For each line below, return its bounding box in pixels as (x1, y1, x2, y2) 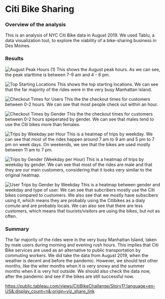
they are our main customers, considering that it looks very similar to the (5, 167, 152, 172)
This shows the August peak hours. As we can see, (56, 66, 161, 72)
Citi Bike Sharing (5, 3, 75, 15)
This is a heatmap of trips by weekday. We (66, 131, 153, 137)
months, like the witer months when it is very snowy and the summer (5, 263, 145, 269)
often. (5, 213, 17, 219)
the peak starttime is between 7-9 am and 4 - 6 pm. (5, 72, 110, 78)
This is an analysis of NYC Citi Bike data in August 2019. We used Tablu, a (5, 32, 155, 38)
